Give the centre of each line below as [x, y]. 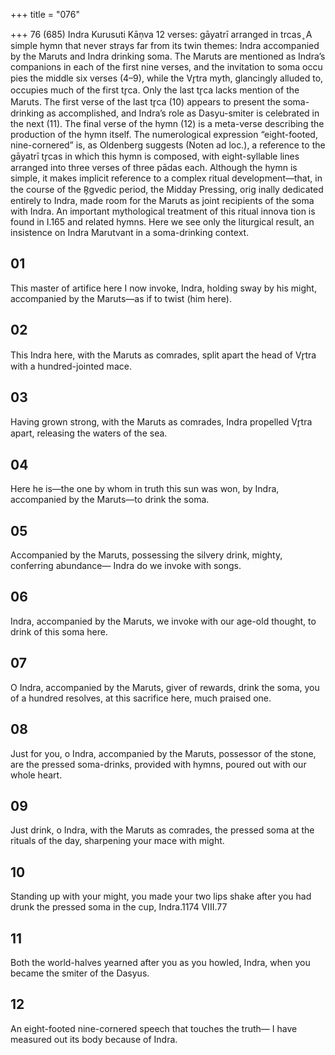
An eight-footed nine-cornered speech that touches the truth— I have [154, 1028]
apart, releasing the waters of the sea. [89, 433]
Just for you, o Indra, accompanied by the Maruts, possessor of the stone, [163, 753]
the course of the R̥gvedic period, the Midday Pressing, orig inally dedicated [167, 189]
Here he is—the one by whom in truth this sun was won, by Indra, [145, 489]
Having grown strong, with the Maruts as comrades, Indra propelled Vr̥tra [161, 422]
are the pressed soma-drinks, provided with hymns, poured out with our [158, 764]
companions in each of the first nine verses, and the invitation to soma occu [166, 67]
